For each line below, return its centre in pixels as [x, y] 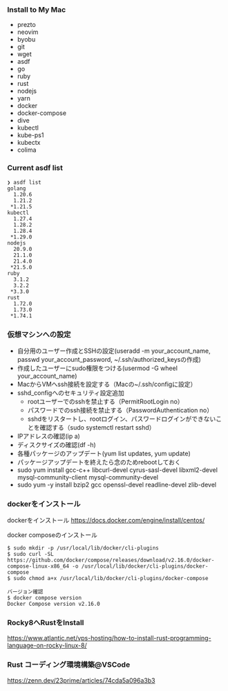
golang [17, 189]
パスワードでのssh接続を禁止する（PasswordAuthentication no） [120, 410]
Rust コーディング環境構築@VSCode [69, 665]
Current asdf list [35, 168]
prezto [26, 25]
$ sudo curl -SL [30, 554]
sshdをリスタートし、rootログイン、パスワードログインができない [122, 419]
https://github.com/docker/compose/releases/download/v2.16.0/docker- [111, 560]
